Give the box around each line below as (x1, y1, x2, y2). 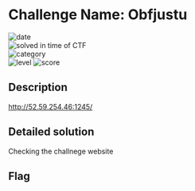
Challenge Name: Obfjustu (8, 6, 188, 24)
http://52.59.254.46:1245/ (8, 101, 93, 111)
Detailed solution (8, 125, 95, 139)
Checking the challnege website (8, 146, 114, 156)
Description (8, 81, 68, 94)
